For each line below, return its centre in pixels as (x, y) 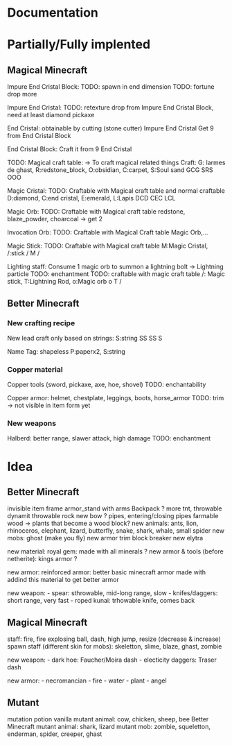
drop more (22, 94)
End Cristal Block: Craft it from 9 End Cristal (70, 149)
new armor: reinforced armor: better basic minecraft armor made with (107, 572)
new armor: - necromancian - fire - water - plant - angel (87, 680)
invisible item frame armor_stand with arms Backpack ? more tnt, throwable (115, 508)
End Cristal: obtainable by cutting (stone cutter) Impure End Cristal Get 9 (111, 128)
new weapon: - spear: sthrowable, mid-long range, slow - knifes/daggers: (113, 593)
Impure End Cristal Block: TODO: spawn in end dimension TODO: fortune (111, 87)
